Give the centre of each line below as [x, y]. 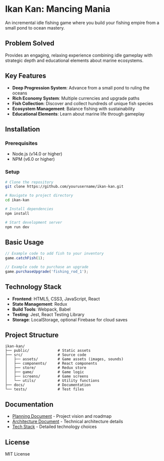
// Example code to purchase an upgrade [47, 267]
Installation [23, 129]
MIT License [18, 454]
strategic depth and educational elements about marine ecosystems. [74, 60]
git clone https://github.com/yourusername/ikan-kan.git [64, 187]
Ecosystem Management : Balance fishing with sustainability [74, 109]
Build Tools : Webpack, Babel [41, 309]
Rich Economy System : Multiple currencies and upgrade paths [76, 98]
